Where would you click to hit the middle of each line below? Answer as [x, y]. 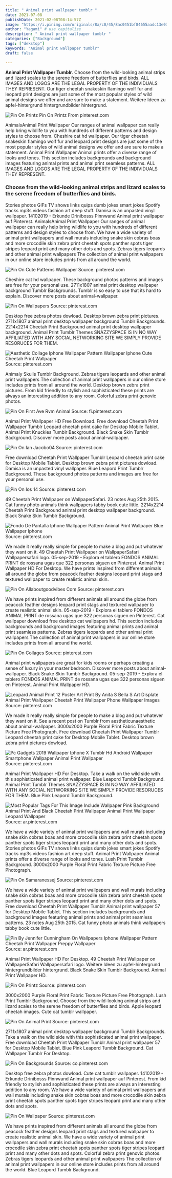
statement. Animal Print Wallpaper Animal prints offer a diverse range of [81, 152]
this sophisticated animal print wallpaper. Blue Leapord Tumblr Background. [85, 779]
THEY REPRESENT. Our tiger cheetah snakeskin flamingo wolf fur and [79, 88]
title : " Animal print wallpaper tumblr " [51, 10]
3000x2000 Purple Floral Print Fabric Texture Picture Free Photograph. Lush [86, 995]
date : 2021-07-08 [24, 15]
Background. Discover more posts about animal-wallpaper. [67, 437]
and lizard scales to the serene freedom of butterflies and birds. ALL [77, 78]
